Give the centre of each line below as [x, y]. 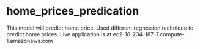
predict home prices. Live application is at [59, 34]
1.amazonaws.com [30, 41]
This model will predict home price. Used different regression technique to [100, 28]
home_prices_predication [73, 11]
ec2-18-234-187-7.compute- [149, 34]
